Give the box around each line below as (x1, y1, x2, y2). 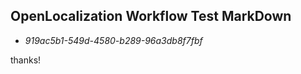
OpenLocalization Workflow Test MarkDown (10, 8, 292, 25)
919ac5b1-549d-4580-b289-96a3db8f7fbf (24, 34, 203, 46)
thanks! (10, 54, 42, 66)
